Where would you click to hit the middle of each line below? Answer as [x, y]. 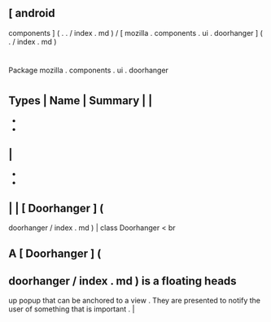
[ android [32, 13]
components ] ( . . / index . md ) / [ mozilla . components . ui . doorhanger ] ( [135, 33]
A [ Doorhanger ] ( [55, 253]
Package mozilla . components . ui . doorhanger [89, 70]
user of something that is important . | [72, 309]
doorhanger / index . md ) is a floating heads [123, 281]
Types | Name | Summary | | [81, 101]
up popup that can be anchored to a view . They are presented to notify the [134, 301]
